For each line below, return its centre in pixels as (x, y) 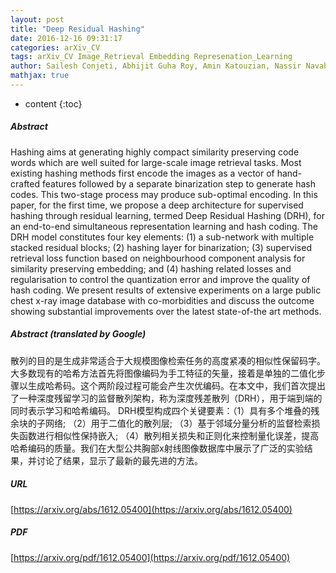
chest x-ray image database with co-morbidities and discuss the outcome (162, 300)
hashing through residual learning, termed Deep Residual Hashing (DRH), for (167, 215)
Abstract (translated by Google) (78, 334)
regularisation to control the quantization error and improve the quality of (160, 279)
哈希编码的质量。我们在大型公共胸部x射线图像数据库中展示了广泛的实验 (157, 448)
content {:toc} (53, 103)
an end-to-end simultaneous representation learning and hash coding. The (164, 226)
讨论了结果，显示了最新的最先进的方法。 (119, 460)
